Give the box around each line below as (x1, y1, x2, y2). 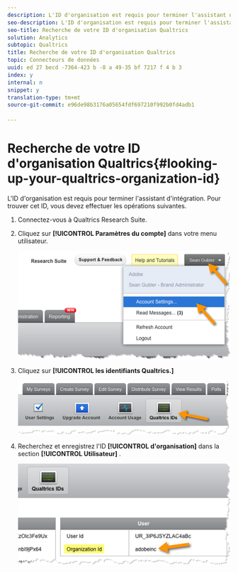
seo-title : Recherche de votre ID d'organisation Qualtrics (7, 26, 189, 33)
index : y (7, 71, 33, 78)
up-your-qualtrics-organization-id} (7, 171, 221, 187)
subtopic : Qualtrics (7, 41, 69, 49)
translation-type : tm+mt (7, 94, 81, 101)
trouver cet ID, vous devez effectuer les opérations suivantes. (7, 201, 187, 210)
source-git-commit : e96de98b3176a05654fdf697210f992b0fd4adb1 (7, 102, 195, 109)
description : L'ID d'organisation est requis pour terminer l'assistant (7, 11, 227, 18)
